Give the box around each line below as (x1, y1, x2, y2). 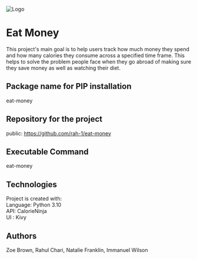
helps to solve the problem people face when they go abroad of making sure (6, 58, 192, 65)
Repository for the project (6, 114, 103, 124)
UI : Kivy (6, 214, 26, 221)
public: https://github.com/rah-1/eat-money (6, 129, 112, 137)
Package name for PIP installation (6, 81, 132, 91)
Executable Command (6, 147, 89, 157)
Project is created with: (6, 195, 62, 202)
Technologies (6, 180, 58, 190)
